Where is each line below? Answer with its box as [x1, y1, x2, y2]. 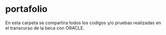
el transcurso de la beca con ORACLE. [5, 25, 85, 31]
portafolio [5, 3, 48, 15]
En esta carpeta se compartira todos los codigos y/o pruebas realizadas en [5, 20, 161, 26]
